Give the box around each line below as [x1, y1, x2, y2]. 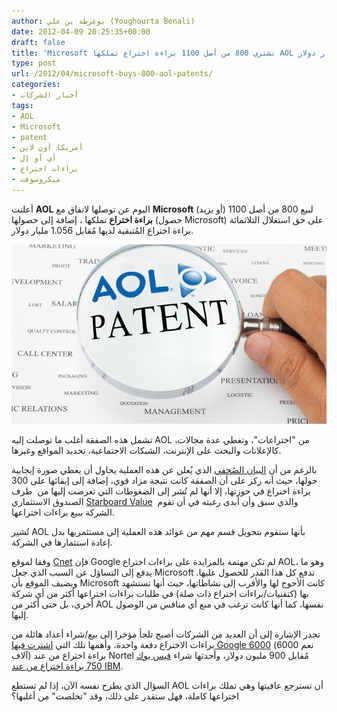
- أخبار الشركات [11, 90, 79, 100]
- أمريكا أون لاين [11, 143, 84, 153]
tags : [11, 100, 34, 110]
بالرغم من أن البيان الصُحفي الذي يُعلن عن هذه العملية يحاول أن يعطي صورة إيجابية [11, 463, 318, 475]
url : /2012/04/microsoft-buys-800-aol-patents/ [11, 69, 214, 79]
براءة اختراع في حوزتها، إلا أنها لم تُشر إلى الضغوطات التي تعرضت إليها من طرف [11, 485, 311, 497]
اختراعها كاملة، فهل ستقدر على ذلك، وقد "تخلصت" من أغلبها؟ [11, 690, 240, 702]
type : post [11, 58, 57, 69]
